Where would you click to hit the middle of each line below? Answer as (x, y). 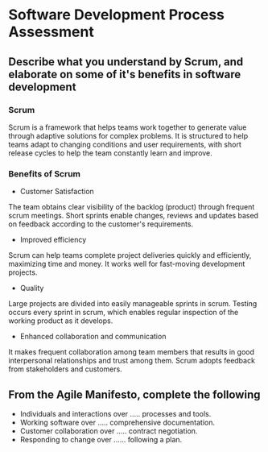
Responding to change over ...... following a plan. (101, 439)
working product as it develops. (61, 321)
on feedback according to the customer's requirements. (101, 224)
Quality (32, 288)
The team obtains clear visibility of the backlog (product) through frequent (132, 207)
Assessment (51, 32)
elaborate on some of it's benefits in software (125, 74)
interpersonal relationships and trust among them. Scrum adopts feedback (132, 361)
